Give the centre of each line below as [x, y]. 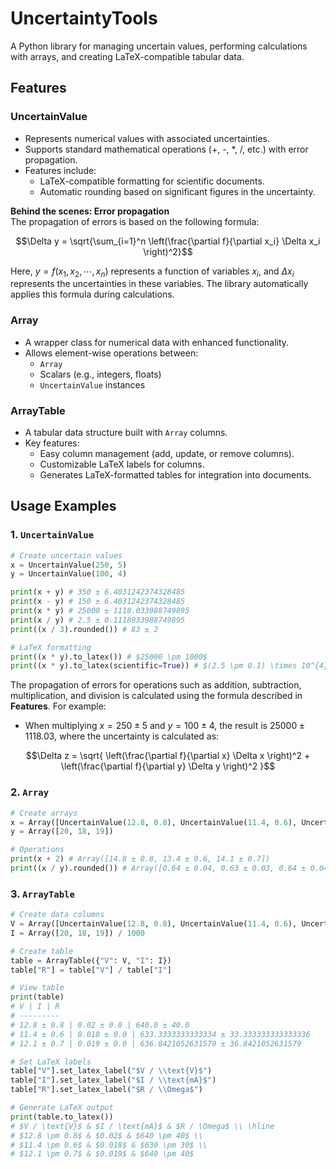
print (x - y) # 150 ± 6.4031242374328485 [98, 602]
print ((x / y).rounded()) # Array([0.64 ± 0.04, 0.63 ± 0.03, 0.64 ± [158, 868]
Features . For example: [58, 706]
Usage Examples [63, 506]
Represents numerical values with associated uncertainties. [147, 138]
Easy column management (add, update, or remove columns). [167, 454]
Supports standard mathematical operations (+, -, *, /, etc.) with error [166, 149]
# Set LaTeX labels [51, 1062]
